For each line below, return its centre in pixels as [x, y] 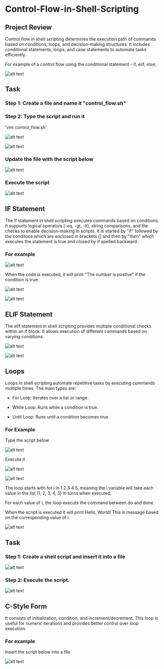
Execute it [15, 459]
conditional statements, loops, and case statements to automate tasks [76, 49]
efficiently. [16, 55]
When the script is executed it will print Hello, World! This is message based [82, 512]
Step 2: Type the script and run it [45, 117]
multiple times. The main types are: [41, 388]
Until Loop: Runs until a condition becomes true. [61, 416]
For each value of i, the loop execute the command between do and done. [80, 503]
